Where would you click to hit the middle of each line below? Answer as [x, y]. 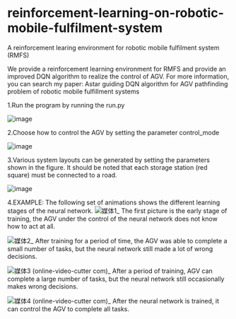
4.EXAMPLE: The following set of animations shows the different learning [114, 202]
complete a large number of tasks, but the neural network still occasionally [116, 279]
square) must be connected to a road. [63, 175]
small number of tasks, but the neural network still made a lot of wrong [110, 248]
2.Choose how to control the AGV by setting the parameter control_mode [113, 132]
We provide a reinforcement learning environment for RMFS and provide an [117, 69]
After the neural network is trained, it [166, 301]
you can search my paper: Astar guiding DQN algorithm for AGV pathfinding [118, 83]
